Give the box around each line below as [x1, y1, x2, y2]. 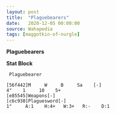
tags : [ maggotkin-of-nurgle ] [6, 32, 80, 38]
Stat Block [6, 60, 33, 67]
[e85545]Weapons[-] [6, 93, 56, 99]
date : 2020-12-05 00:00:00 [6, 20, 80, 26]
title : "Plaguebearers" [6, 15, 69, 21]
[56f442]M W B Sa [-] [6, 82, 102, 89]
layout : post [6, 8, 39, 15]
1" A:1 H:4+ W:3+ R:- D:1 [6, 104, 111, 110]
